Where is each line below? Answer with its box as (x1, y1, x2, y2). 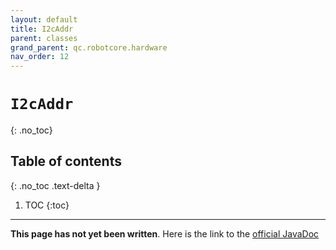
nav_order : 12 (10, 52, 70, 62)
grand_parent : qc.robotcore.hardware (10, 42, 168, 53)
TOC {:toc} (24, 199, 70, 211)
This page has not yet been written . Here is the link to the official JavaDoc (10, 227, 320, 240)
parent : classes (10, 33, 78, 43)
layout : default (10, 14, 78, 25)
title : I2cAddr (10, 24, 74, 34)
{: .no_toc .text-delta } (10, 179, 101, 191)
